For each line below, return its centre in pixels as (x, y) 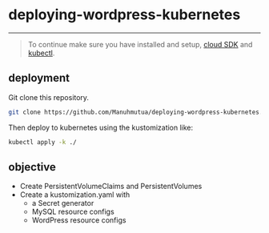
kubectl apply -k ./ (43, 142)
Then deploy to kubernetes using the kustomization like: (101, 127)
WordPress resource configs (79, 220)
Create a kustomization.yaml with (75, 195)
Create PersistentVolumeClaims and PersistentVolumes (111, 187)
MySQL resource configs (73, 212)
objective (32, 167)
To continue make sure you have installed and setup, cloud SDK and (140, 44)
